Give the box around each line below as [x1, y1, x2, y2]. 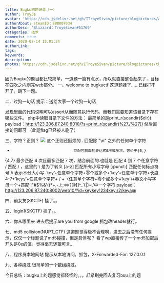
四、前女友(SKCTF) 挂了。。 [5, 198, 60, 204]
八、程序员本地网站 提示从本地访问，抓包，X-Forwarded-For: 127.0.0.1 [5, 252, 145, 258]
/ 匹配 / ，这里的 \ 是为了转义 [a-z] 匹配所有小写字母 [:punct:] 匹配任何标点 [5, 164, 155, 169]
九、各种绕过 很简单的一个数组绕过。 [5, 262, 79, 268]
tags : [5, 48, 16, 53]
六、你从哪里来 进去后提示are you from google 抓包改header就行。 [5, 218, 140, 224]
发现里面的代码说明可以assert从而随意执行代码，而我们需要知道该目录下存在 [5, 109, 159, 115]
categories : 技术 [5, 30, 39, 35]
